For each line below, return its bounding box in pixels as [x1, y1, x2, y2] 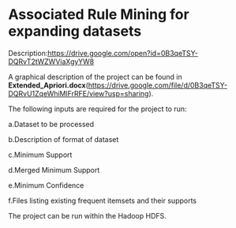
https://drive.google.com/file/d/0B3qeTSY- [88, 80, 227, 90]
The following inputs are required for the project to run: [8, 104, 187, 114]
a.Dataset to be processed [8, 119, 95, 129]
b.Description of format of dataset [8, 134, 119, 144]
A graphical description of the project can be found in [8, 72, 183, 81]
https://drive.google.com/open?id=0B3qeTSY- [47, 48, 199, 58]
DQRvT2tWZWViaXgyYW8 [8, 57, 95, 66]
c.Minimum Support [8, 150, 73, 159]
